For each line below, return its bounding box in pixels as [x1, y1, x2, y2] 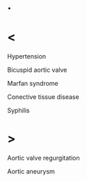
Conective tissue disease [7, 93, 79, 101]
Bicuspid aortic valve [7, 66, 68, 74]
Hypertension [7, 52, 47, 61]
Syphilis [7, 106, 30, 115]
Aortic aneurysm [7, 167, 56, 176]
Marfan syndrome [7, 79, 58, 88]
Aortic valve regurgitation [7, 154, 80, 162]
